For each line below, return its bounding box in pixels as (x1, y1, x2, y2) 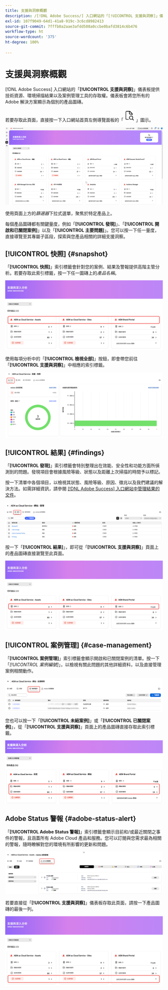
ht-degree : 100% (5, 40, 39, 45)
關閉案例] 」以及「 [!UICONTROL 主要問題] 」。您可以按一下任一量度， (18, 227, 159, 233)
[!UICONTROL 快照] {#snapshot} (5, 249, 108, 258)
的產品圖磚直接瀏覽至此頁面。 (5, 550, 66, 556)
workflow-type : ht (5, 29, 43, 34)
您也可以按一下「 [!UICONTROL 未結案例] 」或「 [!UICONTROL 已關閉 (5, 717, 146, 723)
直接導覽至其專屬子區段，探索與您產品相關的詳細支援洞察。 (5, 233, 128, 239)
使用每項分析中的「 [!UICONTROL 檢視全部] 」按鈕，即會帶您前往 (5, 355, 138, 361)
